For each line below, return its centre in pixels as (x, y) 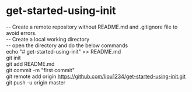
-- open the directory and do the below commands (67, 45)
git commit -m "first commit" (40, 70)
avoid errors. (21, 33)
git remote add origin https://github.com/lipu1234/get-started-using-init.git (96, 76)
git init (14, 58)
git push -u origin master (36, 82)
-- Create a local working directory (48, 39)
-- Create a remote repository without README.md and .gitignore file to (92, 27)
